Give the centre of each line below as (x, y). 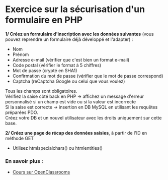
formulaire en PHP (44, 20)
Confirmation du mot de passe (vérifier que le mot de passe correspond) (88, 76)
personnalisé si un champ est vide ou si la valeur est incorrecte (71, 101)
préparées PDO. (22, 112)
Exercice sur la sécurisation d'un (75, 9)
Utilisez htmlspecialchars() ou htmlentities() (58, 148)
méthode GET (20, 138)
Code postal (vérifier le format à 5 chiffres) (57, 65)
